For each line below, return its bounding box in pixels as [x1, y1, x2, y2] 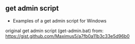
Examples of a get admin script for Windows [12, 17, 107, 24]
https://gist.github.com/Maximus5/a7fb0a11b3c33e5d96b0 [5, 33, 130, 39]
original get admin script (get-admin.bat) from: [5, 28, 104, 34]
